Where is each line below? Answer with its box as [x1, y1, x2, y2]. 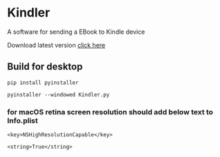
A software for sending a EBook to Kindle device [7, 28, 145, 36]
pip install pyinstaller [7, 79, 79, 86]
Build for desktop [7, 61, 83, 73]
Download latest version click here [7, 41, 106, 49]
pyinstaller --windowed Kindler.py [7, 91, 110, 98]
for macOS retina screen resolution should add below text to [7, 107, 213, 116]
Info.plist [7, 116, 38, 125]
